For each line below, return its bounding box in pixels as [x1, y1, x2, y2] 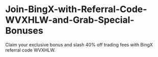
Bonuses [5, 25, 43, 36]
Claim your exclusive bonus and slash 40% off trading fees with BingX [5, 41, 153, 47]
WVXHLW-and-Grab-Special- [5, 14, 135, 26]
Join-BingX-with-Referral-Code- [5, 4, 147, 15]
